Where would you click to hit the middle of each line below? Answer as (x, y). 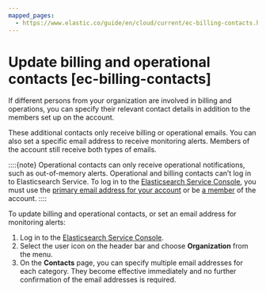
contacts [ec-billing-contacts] (110, 79)
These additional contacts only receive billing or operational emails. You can (132, 133)
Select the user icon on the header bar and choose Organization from (134, 246)
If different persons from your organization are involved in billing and (120, 100)
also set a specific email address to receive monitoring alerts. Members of (129, 141)
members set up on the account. (61, 118)
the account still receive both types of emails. (82, 150)
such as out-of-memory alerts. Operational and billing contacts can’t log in (130, 173)
